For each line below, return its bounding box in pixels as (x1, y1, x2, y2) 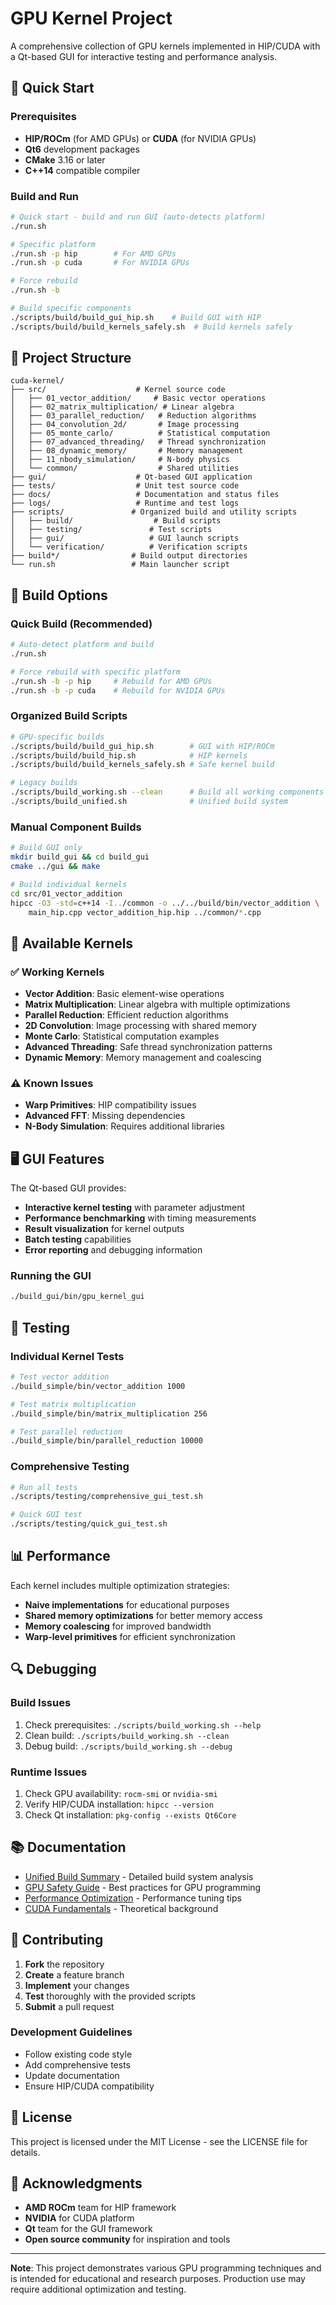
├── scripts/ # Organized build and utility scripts (10, 507, 298, 517)
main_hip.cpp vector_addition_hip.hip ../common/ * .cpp (28, 907, 262, 917)
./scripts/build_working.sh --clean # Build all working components (10, 787, 325, 797)
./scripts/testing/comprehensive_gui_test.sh (10, 1492, 203, 1502)
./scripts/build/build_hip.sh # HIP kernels (10, 750, 248, 761)
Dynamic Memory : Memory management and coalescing (24, 1052, 262, 1064)
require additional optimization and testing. (10, 2283, 187, 2296)
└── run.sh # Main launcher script (10, 560, 230, 570)
